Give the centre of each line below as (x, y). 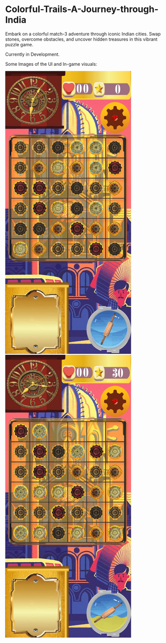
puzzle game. (19, 44)
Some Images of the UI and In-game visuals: (51, 64)
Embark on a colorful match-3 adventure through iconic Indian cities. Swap (83, 34)
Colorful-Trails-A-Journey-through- (82, 9)
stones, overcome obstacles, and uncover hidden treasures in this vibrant (81, 39)
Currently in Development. (32, 54)
